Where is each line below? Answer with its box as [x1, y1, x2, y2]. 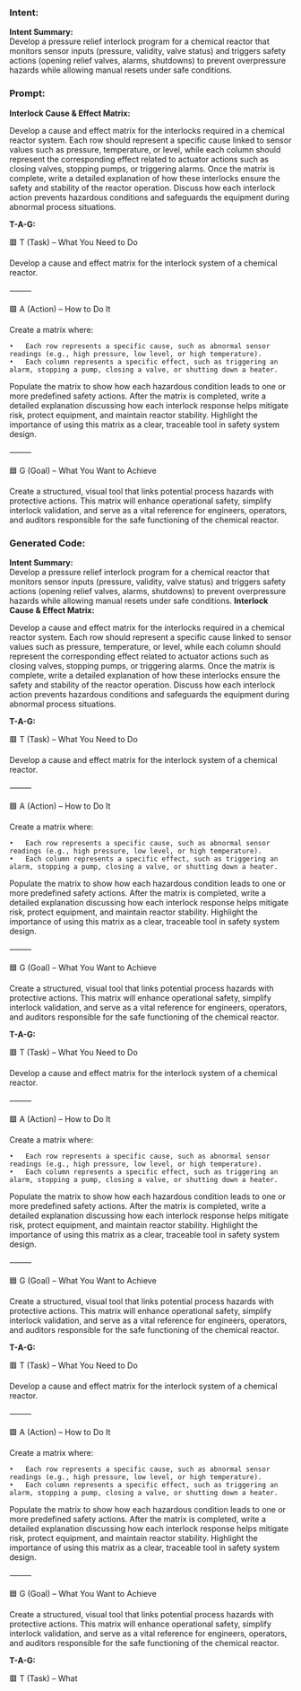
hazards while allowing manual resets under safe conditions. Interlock [9, 595, 269, 606]
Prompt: [9, 87, 46, 100]
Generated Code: [9, 537, 86, 549]
